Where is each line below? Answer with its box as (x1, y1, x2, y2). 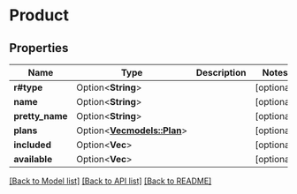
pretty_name (13, 110, 68, 122)
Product (9, 5, 69, 26)
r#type (13, 81, 43, 93)
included (13, 138, 51, 151)
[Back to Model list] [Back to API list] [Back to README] (9, 175, 212, 186)
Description (195, 67, 247, 78)
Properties (9, 41, 69, 56)
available (13, 153, 53, 165)
